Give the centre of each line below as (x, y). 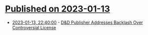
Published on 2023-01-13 (58, 9)
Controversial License (34, 27)
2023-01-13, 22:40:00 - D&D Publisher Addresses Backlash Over (77, 22)
